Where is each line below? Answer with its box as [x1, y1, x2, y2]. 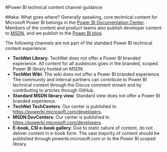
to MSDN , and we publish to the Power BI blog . [5, 30, 103, 36]
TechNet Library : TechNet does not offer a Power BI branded [12, 55, 141, 61]
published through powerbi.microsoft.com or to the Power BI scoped [12, 136, 156, 141]
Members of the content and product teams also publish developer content [5, 25, 162, 31]
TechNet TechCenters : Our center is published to [12, 104, 117, 109]
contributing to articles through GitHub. [12, 87, 95, 93]
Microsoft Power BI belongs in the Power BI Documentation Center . [5, 20, 145, 25]
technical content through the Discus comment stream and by [12, 82, 142, 88]
